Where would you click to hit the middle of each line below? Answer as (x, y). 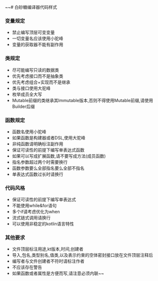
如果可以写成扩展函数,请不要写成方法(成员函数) (59, 156)
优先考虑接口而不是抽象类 (38, 76)
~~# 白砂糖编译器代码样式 (31, 7)
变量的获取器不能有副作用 (38, 45)
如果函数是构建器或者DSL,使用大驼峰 (49, 138)
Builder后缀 (24, 106)
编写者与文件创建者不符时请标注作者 (48, 261)
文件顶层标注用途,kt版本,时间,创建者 (48, 249)
